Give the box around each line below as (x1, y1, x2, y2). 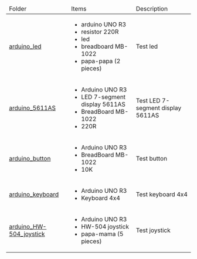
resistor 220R (81, 28, 119, 36)
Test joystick (135, 226, 171, 234)
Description (135, 5, 168, 12)
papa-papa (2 (81, 57, 121, 65)
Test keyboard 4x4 (135, 190, 188, 198)
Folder (9, 5, 27, 12)
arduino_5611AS (9, 104, 56, 112)
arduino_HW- (9, 223, 47, 230)
